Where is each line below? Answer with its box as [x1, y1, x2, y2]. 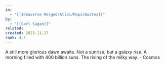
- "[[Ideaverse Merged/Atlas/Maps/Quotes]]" [10, 12, 105, 17]
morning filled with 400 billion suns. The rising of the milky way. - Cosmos [5, 54, 160, 60]
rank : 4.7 [5, 35, 26, 40]
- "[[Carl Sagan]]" [10, 21, 51, 26]
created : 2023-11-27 [5, 30, 49, 35]
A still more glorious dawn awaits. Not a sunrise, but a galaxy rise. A [5, 48, 147, 55]
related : [5, 26, 24, 31]
